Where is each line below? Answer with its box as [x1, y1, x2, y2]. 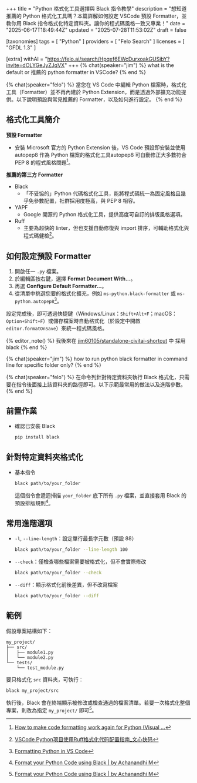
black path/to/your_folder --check [14, 570, 102, 576]
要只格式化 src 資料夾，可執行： [6, 675, 84, 683]
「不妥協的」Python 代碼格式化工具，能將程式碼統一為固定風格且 [23, 190, 181, 197]
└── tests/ [6, 660, 33, 665]
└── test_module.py [16, 665, 64, 671]
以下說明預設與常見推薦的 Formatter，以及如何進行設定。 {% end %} [16, 96, 183, 103]
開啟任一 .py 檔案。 [14, 267, 62, 275]
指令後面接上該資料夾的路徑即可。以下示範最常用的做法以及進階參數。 [16, 381, 186, 388]
